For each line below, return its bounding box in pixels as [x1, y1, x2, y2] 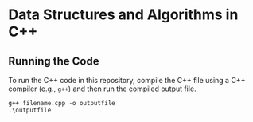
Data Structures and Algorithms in [8, 6, 239, 24]
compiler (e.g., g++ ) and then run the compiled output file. [8, 84, 197, 93]
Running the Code [8, 54, 99, 68]
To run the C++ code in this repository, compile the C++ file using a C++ [8, 76, 246, 85]
